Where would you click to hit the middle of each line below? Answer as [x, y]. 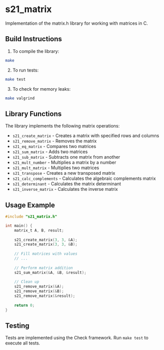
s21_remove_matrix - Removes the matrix [55, 141]
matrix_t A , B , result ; [39, 230]
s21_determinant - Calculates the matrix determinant [67, 184]
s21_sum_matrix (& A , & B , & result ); [50, 272]
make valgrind [20, 98]
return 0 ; [25, 305]
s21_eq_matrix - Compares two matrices [54, 147]
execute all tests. [23, 343]
